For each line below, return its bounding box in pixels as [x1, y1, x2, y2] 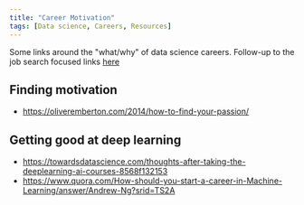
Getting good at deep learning [9, 132, 182, 147]
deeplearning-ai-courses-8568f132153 [22, 166, 168, 177]
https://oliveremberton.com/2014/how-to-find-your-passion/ [22, 106, 250, 117]
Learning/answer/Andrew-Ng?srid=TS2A [22, 185, 176, 196]
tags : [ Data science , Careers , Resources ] [9, 22, 172, 31]
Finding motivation [9, 82, 118, 98]
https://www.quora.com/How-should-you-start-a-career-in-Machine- [22, 175, 283, 186]
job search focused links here [9, 56, 120, 67]
